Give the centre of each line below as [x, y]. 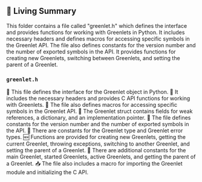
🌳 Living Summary [41, 11]
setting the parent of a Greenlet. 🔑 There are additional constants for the [96, 150]
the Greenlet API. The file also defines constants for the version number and [101, 45]
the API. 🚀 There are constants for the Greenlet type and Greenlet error [95, 130]
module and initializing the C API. [47, 172]
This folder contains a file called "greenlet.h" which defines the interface [97, 25]
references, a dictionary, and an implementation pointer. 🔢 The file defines [99, 118]
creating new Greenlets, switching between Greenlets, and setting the [93, 58]
